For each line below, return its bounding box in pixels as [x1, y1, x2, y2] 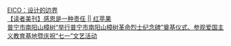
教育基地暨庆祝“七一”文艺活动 [12, 32, 98, 40]
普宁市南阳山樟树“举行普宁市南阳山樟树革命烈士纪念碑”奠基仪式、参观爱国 [7, 23, 219, 31]
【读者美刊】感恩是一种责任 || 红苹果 [7, 14, 112, 23]
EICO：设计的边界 [7, 6, 59, 14]
